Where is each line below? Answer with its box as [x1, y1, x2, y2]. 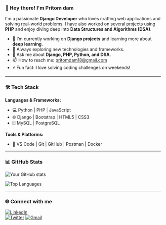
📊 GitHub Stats [5, 158, 43, 165]
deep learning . [12, 41, 43, 47]
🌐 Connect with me [5, 198, 52, 205]
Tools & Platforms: [5, 131, 43, 137]
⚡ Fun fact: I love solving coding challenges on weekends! [12, 64, 131, 71]
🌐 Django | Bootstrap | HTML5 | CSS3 [12, 114, 90, 120]
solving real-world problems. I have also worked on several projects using [5, 21, 156, 27]
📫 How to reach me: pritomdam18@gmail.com [12, 57, 108, 63]
